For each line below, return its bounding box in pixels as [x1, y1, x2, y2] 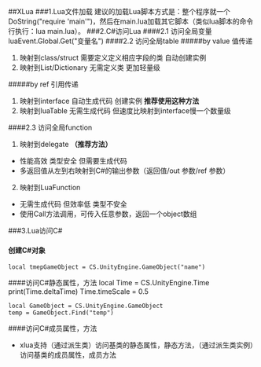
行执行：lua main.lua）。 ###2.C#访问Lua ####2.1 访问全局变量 [8, 27, 212, 35]
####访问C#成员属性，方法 [8, 324, 97, 333]
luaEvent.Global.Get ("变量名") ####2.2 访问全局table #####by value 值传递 [8, 36, 253, 46]
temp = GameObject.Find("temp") [8, 309, 114, 317]
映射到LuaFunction [19, 183, 81, 192]
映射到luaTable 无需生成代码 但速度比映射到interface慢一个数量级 [19, 106, 231, 116]
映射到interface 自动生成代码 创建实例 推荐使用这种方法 [19, 97, 200, 105]
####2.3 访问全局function [8, 123, 93, 132]
